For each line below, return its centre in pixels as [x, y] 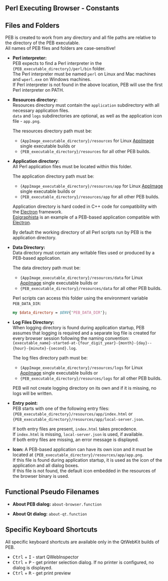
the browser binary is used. [41, 476]
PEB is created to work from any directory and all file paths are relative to [81, 38]
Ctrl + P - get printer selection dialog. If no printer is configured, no [83, 562]
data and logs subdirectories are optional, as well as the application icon [87, 116]
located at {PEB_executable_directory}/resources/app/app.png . [78, 455]
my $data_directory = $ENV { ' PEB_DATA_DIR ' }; [60, 313]
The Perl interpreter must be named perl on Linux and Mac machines [84, 74]
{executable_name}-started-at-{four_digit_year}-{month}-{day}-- [82, 343]
